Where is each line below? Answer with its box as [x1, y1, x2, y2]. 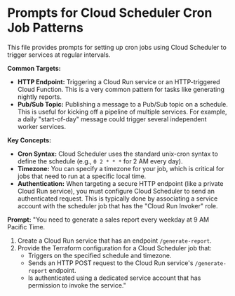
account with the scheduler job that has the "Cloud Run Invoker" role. [17, 201, 219, 210]
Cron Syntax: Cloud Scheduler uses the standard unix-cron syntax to [17, 149, 219, 158]
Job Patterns [7, 20, 84, 36]
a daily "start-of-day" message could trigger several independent [17, 114, 207, 123]
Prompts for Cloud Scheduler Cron [7, 5, 213, 21]
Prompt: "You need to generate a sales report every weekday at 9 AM [7, 215, 209, 224]
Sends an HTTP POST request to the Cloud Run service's [27, 258, 194, 267]
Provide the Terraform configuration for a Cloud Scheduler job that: [17, 243, 212, 252]
